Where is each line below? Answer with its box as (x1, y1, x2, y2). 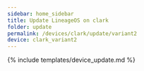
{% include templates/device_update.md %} (7, 56, 136, 64)
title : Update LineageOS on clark (7, 17, 109, 24)
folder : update (7, 23, 52, 30)
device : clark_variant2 (7, 37, 78, 44)
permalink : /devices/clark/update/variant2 (7, 30, 138, 37)
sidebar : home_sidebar (7, 10, 74, 18)
